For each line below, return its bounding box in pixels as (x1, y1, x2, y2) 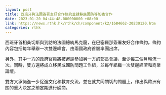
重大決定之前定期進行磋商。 (13, 85, 70, 91)
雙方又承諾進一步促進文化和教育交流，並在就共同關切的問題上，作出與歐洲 (5, 79, 157, 85)
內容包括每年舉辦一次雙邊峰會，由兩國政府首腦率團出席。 (5, 46, 122, 51)
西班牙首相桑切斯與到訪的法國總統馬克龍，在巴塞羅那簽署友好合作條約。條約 (5, 40, 161, 46)
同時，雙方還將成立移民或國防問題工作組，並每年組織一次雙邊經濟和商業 (13, 62, 161, 68)
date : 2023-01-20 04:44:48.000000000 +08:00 (5, 16, 98, 21)
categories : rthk (5, 25, 41, 30)
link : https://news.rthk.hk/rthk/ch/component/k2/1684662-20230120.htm (5, 21, 156, 26)
